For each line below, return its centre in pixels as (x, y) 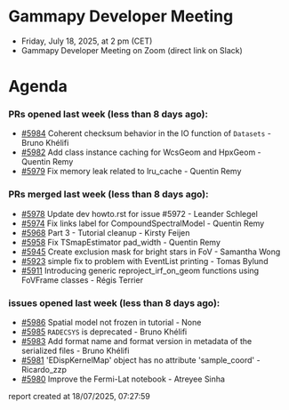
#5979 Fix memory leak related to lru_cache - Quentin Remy (131, 172)
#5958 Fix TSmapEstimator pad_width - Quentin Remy (121, 242)
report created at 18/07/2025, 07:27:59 (79, 397)
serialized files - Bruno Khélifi (75, 351)
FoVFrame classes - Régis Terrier (82, 280)
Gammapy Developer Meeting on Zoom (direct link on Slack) (132, 50)
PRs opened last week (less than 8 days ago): (108, 115)
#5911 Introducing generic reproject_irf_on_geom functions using (140, 270)
